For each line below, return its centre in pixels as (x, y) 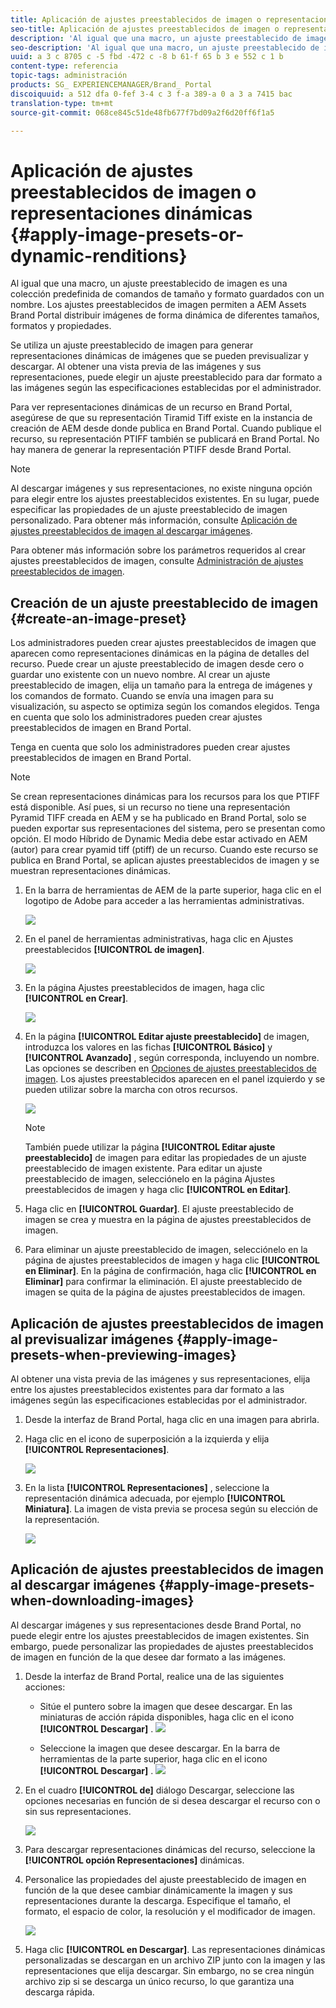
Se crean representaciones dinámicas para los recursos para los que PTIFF (165, 797)
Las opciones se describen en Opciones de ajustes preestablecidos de (170, 1068)
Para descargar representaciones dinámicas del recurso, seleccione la (170, 1849)
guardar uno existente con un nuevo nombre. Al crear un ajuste (140, 675)
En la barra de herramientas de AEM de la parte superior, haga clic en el (173, 890)
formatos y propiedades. (61, 326)
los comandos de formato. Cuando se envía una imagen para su (142, 696)
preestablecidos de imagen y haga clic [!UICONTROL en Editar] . (158, 1190)
